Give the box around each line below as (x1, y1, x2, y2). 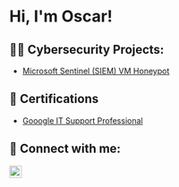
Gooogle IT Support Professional (21, 115, 143, 126)
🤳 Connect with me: (9, 141, 121, 157)
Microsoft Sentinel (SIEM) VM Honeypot (21, 65, 170, 76)
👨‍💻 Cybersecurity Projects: (9, 42, 165, 57)
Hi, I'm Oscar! (9, 6, 114, 27)
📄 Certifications (9, 91, 99, 106)
